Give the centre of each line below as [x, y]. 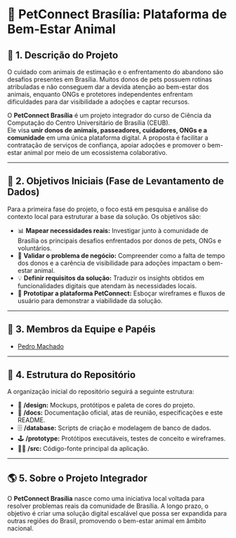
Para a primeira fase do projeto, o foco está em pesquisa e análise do [108, 209]
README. [31, 420]
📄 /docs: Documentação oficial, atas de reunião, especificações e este [120, 412]
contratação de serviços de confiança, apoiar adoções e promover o [106, 145]
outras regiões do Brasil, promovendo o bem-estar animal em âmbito [107, 521]
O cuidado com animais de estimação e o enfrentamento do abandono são [115, 72]
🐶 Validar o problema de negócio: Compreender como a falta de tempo [121, 255]
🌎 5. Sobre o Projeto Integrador [77, 478]
